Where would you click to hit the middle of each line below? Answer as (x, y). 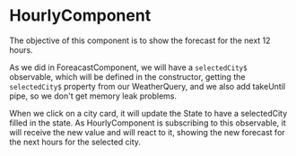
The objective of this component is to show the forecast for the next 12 (140, 40)
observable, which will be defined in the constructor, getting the (127, 76)
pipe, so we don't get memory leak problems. (93, 96)
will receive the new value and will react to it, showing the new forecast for (147, 132)
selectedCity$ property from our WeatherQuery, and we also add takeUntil (147, 86)
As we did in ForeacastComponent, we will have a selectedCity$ (129, 67)
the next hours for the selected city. (75, 142)
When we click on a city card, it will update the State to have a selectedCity (148, 113)
